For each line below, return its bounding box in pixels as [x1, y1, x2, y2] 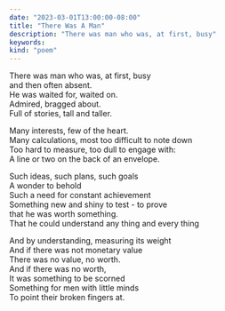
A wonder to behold [9, 180, 82, 191]
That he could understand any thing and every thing [9, 219, 200, 229]
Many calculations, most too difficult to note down [9, 135, 193, 146]
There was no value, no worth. [9, 254, 121, 265]
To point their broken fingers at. [9, 292, 125, 303]
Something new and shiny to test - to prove [9, 199, 167, 210]
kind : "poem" [9, 46, 58, 55]
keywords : [9, 37, 46, 47]
